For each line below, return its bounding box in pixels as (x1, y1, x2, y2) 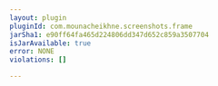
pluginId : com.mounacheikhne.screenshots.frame (9, 22, 193, 31)
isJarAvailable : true (9, 38, 92, 48)
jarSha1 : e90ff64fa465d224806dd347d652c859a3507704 (9, 30, 209, 39)
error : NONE (9, 47, 54, 56)
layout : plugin (9, 13, 67, 23)
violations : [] (9, 55, 67, 64)
